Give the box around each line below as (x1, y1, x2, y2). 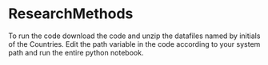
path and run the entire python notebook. (8, 48, 144, 57)
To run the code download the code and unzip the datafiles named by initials (8, 31, 261, 40)
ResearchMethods (8, 5, 134, 23)
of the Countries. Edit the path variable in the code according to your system (8, 39, 261, 48)
